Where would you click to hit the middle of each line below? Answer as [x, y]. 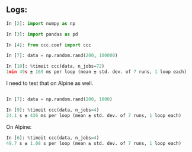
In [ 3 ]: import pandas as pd [42, 34]
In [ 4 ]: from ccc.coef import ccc [49, 45]
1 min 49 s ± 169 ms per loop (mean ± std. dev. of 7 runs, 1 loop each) [96, 72]
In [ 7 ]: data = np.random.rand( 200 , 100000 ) [62, 56]
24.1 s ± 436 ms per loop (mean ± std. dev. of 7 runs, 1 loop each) [94, 115]
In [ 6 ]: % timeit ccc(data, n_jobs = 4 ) [53, 138]
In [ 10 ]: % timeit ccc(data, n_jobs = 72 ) [55, 66]
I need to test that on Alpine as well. [50, 83]
